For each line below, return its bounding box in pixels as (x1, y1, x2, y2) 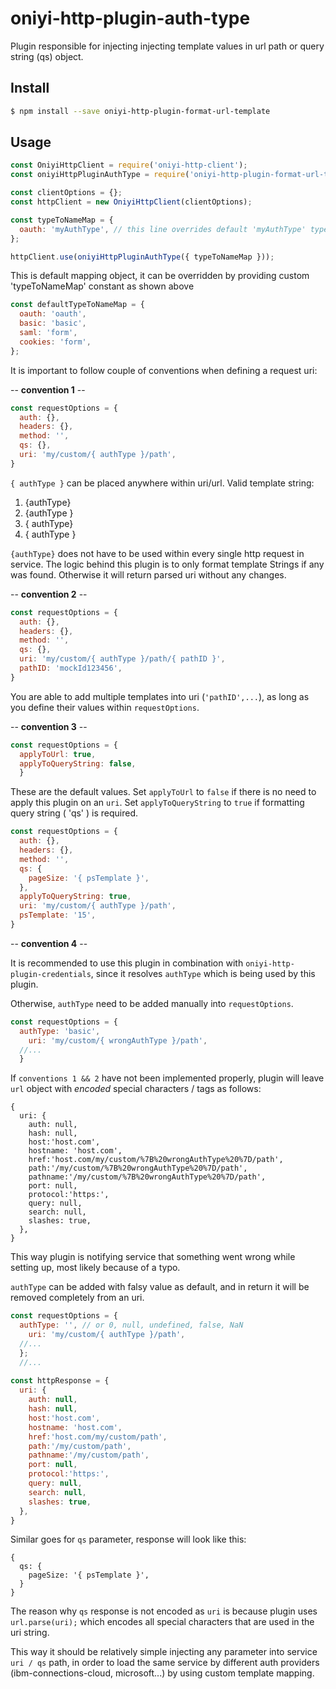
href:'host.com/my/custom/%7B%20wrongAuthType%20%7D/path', (28, 1155, 284, 1165)
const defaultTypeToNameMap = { (10, 300, 145, 310)
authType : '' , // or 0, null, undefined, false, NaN (19, 1320, 244, 1331)
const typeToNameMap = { (10, 215, 114, 225)
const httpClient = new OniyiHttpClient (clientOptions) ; (10, 197, 253, 207)
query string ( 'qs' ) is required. (10, 807, 139, 819)
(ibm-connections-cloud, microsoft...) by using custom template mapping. (10, 1667, 315, 1679)
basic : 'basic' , (19, 318, 87, 329)
